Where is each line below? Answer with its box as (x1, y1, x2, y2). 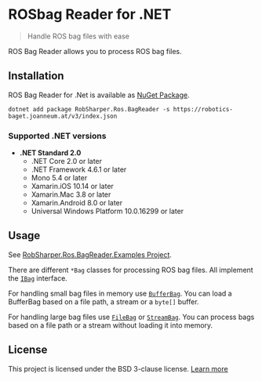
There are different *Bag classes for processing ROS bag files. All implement (8, 265, 253, 274)
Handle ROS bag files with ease (27, 31, 129, 41)
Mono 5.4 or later (31, 173, 88, 183)
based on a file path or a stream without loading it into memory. (8, 320, 213, 330)
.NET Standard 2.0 (19, 148, 82, 158)
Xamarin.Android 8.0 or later (31, 198, 123, 208)
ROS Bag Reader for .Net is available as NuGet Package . (8, 90, 190, 100)
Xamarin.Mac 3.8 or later (31, 190, 111, 199)
